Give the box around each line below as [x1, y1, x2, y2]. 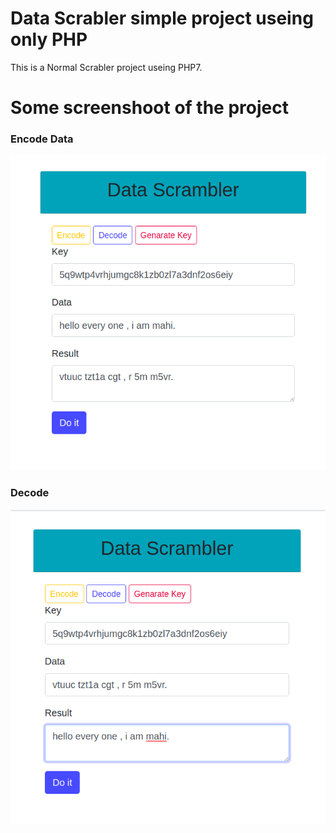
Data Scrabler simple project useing [10, 7, 314, 30]
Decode [10, 486, 50, 500]
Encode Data [10, 132, 74, 146]
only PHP [10, 28, 88, 51]
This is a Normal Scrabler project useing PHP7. [10, 61, 203, 73]
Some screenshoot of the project [10, 97, 289, 119]
